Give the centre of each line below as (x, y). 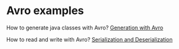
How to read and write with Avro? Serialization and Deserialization (89, 39)
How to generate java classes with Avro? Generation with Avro (85, 28)
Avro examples (45, 11)
